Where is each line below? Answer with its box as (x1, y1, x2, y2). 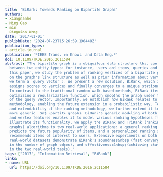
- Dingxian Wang (5, 30, 38, 34)
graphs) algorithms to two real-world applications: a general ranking (9, 124, 158, 129)
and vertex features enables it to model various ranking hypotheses (9, 115, 153, 120)
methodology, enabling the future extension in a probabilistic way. (9, 102, 153, 107)
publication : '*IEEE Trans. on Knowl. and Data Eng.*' (5, 52, 118, 57)
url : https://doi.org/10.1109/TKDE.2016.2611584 (9, 165, 110, 170)
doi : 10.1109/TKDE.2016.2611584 (5, 57, 70, 62)
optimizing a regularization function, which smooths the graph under (9, 93, 155, 97)
